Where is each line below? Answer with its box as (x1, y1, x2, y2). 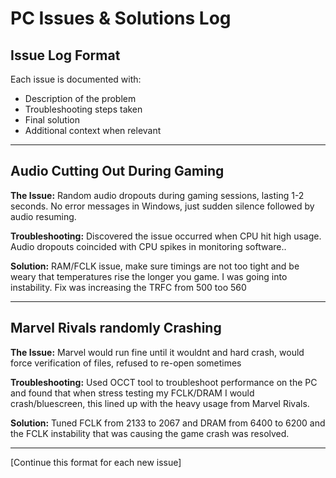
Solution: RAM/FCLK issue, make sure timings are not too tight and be (10, 260, 300, 272)
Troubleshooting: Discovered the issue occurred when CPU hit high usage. (10, 230, 322, 242)
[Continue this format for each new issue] (10, 456, 182, 468)
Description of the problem (24, 93, 137, 104)
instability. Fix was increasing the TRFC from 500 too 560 (10, 281, 247, 293)
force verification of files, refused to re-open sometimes (10, 357, 242, 369)
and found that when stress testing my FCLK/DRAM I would (10, 387, 255, 399)
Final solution (24, 114, 81, 126)
